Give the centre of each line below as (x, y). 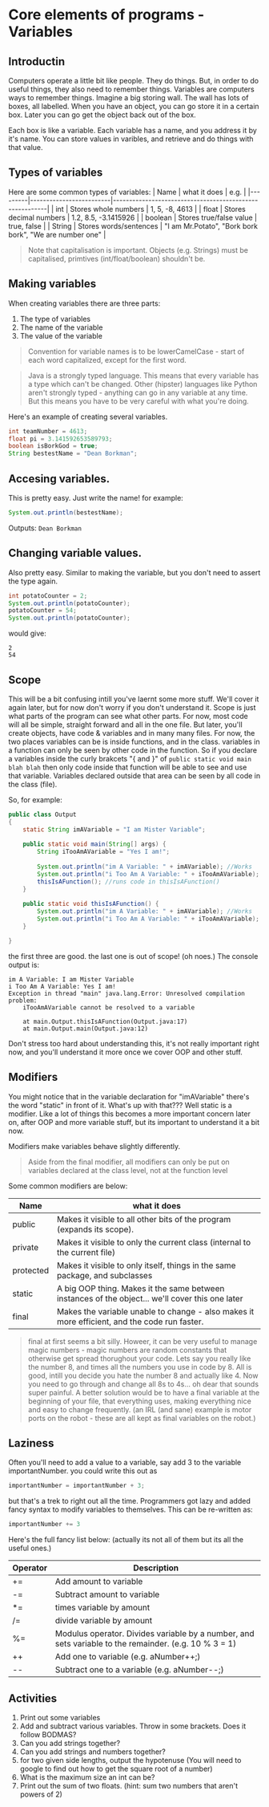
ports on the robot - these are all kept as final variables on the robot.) (142, 1418)
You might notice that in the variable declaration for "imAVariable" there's (129, 1096)
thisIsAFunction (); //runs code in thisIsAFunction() (128, 881)
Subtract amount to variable (107, 1594)
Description (156, 1568)
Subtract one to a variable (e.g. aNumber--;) (139, 1670)
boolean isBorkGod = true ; (53, 446)
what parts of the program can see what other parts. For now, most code (128, 716)
